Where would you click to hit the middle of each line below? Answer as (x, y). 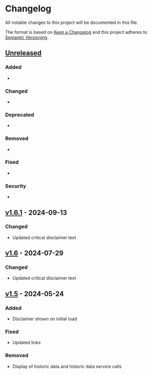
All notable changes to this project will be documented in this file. (72, 22)
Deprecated (20, 115)
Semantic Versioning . (27, 37)
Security (16, 186)
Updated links (26, 343)
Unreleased (24, 53)
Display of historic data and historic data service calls (67, 366)
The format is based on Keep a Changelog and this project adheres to (76, 32)
